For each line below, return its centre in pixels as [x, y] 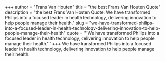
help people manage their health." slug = [47, 23]
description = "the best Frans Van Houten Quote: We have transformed [78, 12]
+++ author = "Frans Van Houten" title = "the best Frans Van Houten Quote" [83, 7]
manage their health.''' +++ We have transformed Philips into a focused [78, 44]
